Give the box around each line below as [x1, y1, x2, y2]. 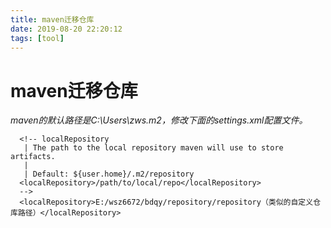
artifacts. [10, 152, 56, 162]
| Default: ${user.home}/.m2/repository [23, 169, 195, 180]
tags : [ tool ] [10, 33, 65, 43]
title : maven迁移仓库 [10, 14, 95, 25]
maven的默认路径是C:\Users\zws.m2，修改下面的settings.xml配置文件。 [10, 114, 308, 126]
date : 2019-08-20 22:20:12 [10, 24, 123, 34]
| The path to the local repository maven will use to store [23, 143, 284, 153]
